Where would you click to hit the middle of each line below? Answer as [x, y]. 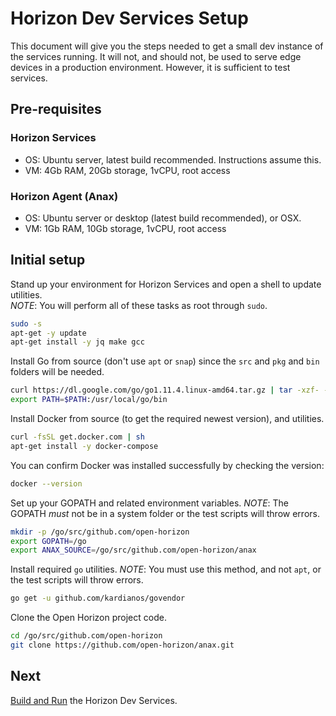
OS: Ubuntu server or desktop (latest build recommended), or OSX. [163, 218]
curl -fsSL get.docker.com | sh [77, 437]
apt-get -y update [48, 333]
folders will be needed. [57, 372]
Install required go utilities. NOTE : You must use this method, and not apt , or [166, 569]
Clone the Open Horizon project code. [88, 618]
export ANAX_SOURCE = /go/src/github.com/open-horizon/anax [133, 550]
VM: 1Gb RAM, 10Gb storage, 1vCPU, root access [125, 228]
